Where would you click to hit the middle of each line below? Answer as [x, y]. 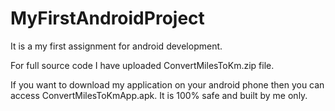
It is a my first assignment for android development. [116, 46]
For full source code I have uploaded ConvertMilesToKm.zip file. [142, 65]
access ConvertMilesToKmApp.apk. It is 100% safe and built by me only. [159, 95]
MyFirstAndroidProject [107, 18]
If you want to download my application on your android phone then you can [167, 84]
